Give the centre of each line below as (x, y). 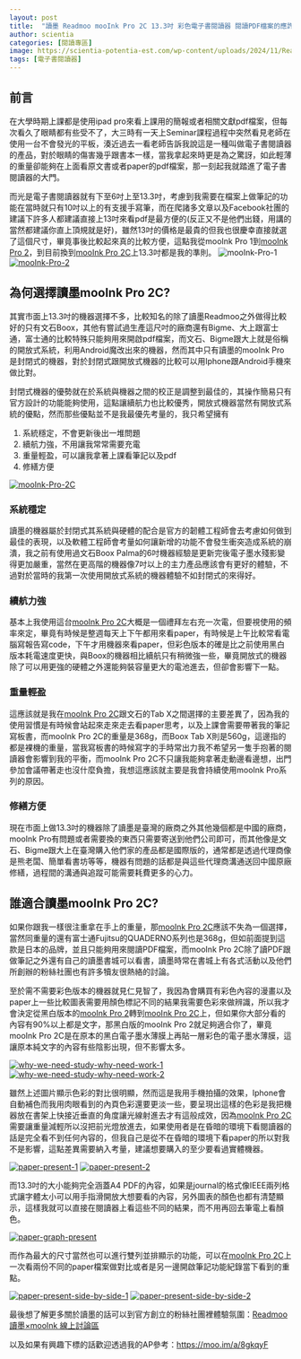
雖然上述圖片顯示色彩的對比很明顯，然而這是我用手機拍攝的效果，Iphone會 (148, 1093)
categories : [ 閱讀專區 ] (51, 43)
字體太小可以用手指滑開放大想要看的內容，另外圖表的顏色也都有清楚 (150, 1196)
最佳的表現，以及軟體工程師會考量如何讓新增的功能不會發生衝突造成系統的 (146, 541)
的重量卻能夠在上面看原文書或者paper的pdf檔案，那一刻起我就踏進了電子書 (148, 166)
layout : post (34, 17)
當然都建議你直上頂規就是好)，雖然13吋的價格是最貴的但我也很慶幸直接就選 (148, 230)
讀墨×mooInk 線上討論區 (54, 1325)
